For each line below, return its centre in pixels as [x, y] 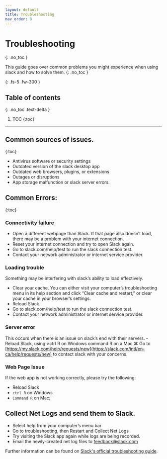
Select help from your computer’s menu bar [57, 425]
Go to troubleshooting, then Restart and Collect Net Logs [71, 431]
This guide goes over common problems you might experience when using [82, 67]
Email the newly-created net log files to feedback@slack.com [75, 441]
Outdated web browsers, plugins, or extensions [61, 172]
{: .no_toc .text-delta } [28, 109]
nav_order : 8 [19, 19]
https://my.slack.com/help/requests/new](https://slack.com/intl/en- [76, 349]
